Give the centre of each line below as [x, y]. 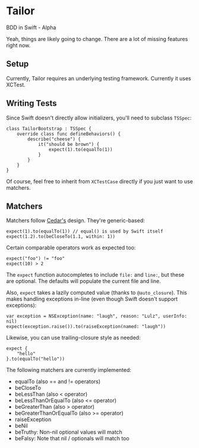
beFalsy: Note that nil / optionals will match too [72, 438]
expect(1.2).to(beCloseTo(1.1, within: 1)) [61, 237]
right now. [18, 45]
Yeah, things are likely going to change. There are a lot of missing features [97, 39]
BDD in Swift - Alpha [31, 27]
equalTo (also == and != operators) [58, 381]
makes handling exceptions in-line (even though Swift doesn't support [92, 299]
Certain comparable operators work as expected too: [71, 248]
